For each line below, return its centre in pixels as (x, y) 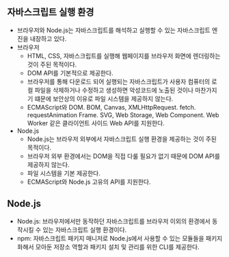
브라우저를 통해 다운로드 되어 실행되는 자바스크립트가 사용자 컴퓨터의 (119, 82)
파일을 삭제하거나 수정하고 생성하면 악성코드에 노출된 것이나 (114, 90)
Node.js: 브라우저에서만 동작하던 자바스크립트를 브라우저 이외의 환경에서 (113, 221)
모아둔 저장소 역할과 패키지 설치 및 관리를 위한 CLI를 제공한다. (117, 247)
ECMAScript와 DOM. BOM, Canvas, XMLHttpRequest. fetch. (111, 107)
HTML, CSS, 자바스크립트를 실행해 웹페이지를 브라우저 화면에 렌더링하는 (124, 56)
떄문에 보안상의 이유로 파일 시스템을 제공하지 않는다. (104, 99)
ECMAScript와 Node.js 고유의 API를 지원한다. (89, 182)
